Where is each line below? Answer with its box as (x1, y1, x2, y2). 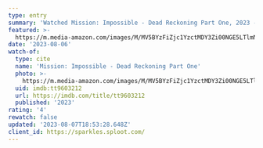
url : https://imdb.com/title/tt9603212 (15, 92, 146, 99)
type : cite (15, 56, 51, 63)
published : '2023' (15, 99, 76, 106)
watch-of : (8, 48, 41, 56)
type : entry (8, 11, 47, 20)
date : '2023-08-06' (8, 41, 72, 49)
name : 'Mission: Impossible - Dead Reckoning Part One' (15, 63, 201, 70)
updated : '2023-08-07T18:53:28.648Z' (8, 121, 131, 128)
